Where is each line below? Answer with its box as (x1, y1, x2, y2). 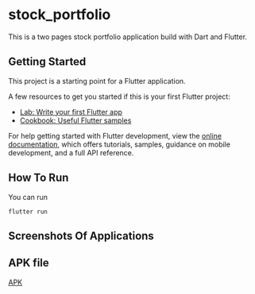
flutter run (8, 207, 48, 216)
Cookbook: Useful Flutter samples (19, 116, 132, 125)
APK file (8, 257, 49, 270)
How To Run (8, 171, 69, 185)
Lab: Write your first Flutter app (19, 107, 123, 116)
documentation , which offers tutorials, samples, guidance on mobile (8, 139, 230, 149)
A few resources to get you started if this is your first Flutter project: (8, 92, 230, 101)
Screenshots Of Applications (8, 229, 155, 242)
